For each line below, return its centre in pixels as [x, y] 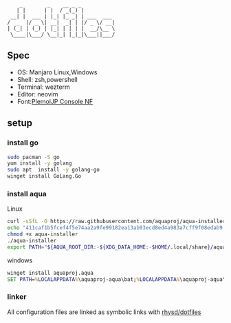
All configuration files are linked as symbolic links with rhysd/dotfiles [104, 312]
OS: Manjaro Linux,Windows [57, 72]
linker [17, 297]
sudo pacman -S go [33, 157]
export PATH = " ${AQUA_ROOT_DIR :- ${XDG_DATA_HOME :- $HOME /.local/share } [109, 247]
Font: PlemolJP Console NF [55, 101]
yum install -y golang [40, 163]
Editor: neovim [37, 94]
